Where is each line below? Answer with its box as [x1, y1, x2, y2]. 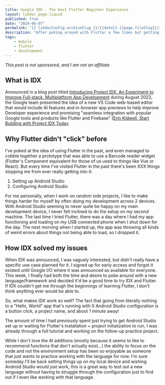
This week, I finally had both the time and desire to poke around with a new [5, 272, 157, 278]
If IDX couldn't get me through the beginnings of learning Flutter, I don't [5, 283, 150, 289]
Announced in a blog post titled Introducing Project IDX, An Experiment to [5, 89, 154, 95]
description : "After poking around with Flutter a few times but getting [5, 30, 160, 35]
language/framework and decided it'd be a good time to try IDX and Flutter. [5, 277, 157, 283]
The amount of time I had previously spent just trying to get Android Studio [5, 318, 156, 324]
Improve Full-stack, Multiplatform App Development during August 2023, [5, 94, 153, 100]
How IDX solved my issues [5, 244, 87, 252]
